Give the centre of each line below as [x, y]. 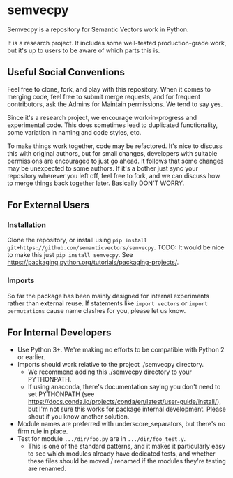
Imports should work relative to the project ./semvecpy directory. [111, 364]
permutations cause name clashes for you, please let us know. [97, 310]
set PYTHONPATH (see [61, 394]
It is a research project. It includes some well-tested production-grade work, [117, 43]
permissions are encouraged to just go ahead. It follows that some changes [115, 161]
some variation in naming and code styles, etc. [74, 132]
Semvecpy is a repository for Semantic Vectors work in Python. [98, 29]
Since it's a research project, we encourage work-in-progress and [102, 117]
